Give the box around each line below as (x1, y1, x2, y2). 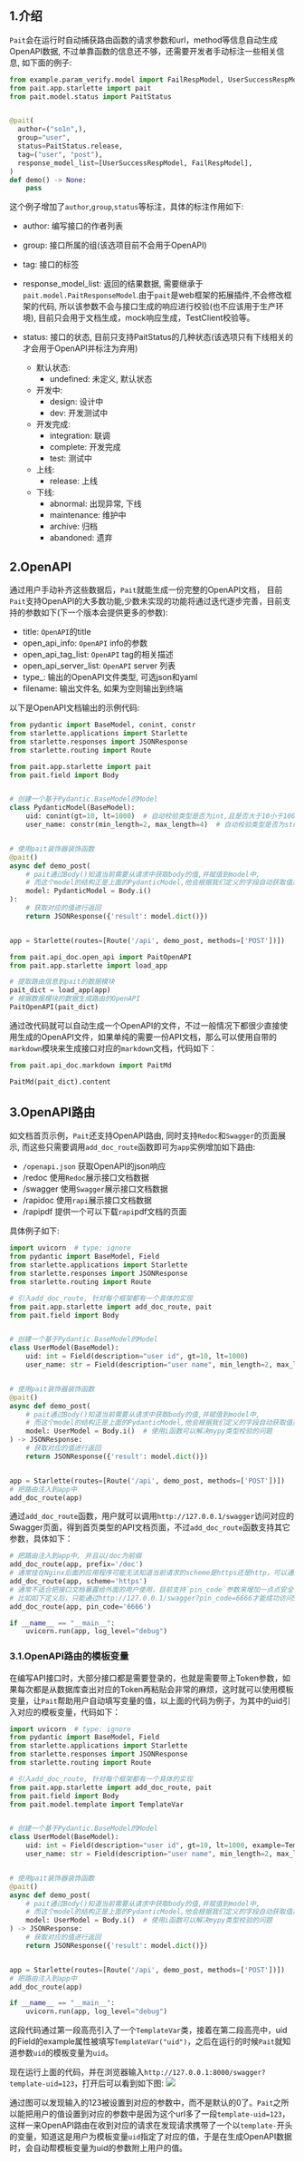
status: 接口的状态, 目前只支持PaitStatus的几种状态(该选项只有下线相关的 (22, 332, 294, 343)
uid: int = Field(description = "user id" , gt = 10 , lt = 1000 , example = (25, 1841, 285, 1850)
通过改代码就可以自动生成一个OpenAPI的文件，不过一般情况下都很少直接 (9, 1019, 280, 1031)
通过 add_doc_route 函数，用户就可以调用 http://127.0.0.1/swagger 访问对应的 (9, 1511, 294, 1522)
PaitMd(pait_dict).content (9, 1077, 111, 1086)
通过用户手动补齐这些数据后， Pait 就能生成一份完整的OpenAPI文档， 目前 (9, 584, 283, 596)
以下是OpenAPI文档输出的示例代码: (9, 702, 140, 714)
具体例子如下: (9, 1225, 61, 1236)
